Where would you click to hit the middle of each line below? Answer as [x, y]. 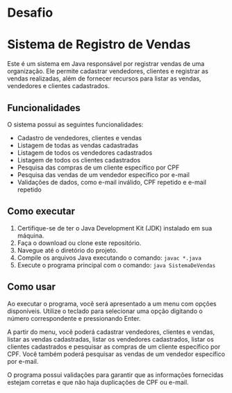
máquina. [31, 235]
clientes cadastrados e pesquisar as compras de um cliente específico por [114, 346]
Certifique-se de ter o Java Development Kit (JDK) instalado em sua [115, 228]
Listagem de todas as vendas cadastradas [78, 145]
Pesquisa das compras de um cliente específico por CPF [98, 167]
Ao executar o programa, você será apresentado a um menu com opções [112, 303]
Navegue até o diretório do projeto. [67, 250]
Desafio [30, 13]
